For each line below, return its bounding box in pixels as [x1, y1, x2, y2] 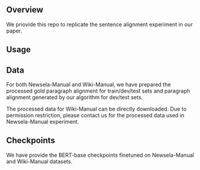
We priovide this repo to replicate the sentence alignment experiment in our [6, 20, 193, 28]
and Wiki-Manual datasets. [6, 157, 73, 165]
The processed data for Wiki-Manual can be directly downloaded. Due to [6, 105, 187, 113]
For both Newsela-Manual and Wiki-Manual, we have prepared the [6, 81, 171, 88]
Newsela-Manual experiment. [6, 118, 79, 126]
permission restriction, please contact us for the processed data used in [6, 112, 184, 119]
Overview [6, 5, 44, 15]
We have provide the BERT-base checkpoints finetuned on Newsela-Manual [6, 151, 194, 159]
